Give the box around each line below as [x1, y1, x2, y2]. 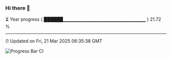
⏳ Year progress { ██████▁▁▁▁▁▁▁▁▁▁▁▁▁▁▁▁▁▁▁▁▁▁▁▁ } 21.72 [5, 16, 161, 22]
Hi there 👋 [5, 5, 31, 12]
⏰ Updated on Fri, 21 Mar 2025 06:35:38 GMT [5, 38, 102, 44]
